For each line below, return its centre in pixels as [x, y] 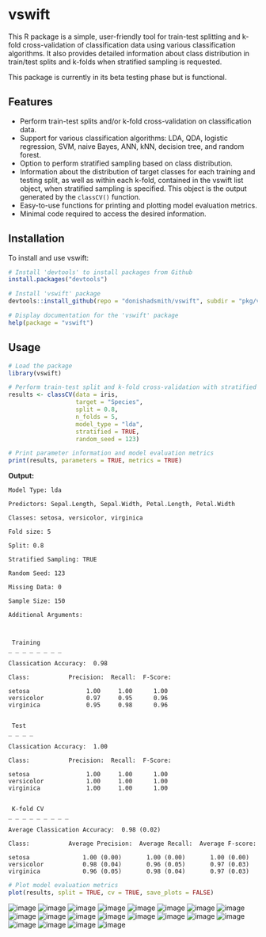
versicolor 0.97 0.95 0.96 [88, 699]
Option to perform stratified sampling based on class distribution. [126, 163]
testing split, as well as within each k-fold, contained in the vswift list [131, 180]
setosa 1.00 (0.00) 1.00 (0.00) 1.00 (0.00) [129, 858]
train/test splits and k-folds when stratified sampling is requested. [115, 62]
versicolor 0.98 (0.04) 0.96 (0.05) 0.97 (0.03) [129, 865]
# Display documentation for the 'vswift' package [93, 316]
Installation [36, 239]
